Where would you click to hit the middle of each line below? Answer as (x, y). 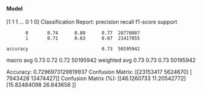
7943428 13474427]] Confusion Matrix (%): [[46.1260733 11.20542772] (96, 78)
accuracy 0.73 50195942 (73, 49)
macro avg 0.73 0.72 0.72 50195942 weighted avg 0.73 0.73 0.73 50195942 (101, 60)
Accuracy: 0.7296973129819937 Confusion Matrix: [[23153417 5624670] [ (99, 72)
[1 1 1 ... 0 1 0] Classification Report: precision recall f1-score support (92, 22)
